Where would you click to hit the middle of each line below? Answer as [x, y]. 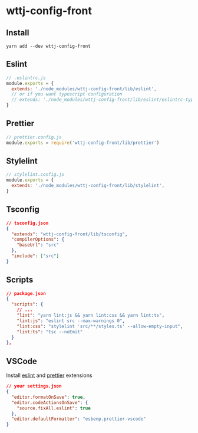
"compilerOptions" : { [38, 240]
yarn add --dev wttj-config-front [49, 46]
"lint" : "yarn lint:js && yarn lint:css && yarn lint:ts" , [91, 316]
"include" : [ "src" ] [35, 256]
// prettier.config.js [34, 137]
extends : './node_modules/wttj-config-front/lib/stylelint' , [88, 186]
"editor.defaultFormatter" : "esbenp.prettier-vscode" [79, 419]
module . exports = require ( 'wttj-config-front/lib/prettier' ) [83, 143]
